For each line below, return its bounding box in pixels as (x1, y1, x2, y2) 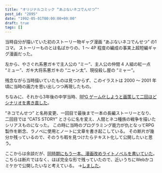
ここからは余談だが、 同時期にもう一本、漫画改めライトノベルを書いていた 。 (5, 151, 157, 157)
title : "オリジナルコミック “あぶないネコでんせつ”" (5, 7, 100, 12)
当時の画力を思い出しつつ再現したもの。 (13, 84, 94, 89)
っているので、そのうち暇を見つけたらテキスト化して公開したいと (17, 134, 148, 140)
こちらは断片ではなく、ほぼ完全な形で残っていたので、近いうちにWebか (5, 157, 149, 162)
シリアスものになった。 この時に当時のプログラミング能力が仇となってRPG (5, 122, 155, 128)
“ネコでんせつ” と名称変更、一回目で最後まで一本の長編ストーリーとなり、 (5, 110, 154, 116)
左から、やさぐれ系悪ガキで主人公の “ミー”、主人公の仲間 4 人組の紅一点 (5, 61, 151, 67)
